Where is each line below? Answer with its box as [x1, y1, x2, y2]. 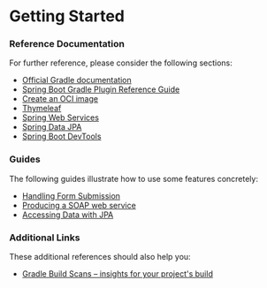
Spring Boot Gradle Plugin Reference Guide [21, 84, 180, 95]
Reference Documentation [9, 38, 126, 50]
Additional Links [9, 231, 80, 244]
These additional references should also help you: [9, 252, 192, 262]
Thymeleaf [21, 103, 62, 114]
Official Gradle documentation [21, 75, 133, 86]
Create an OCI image [21, 94, 99, 104]
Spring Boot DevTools [21, 131, 102, 142]
